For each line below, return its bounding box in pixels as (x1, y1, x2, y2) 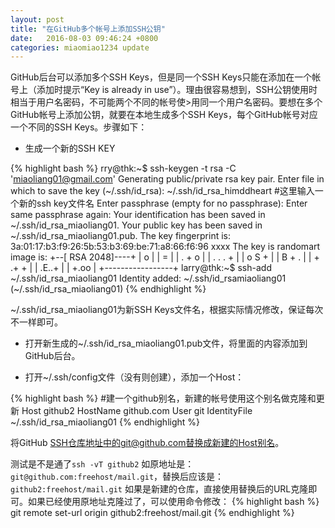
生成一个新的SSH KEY (24, 142, 116, 155)
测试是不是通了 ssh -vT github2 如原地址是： (10, 458, 195, 470)
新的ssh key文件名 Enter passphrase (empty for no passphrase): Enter (18, 197, 308, 210)
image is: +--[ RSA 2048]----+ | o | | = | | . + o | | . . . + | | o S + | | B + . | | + (10, 251, 320, 263)
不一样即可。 (10, 316, 63, 328)
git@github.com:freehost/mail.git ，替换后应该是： (10, 471, 225, 483)
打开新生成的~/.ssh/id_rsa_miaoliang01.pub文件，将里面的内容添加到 (24, 337, 308, 350)
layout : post (10, 14, 65, 25)
